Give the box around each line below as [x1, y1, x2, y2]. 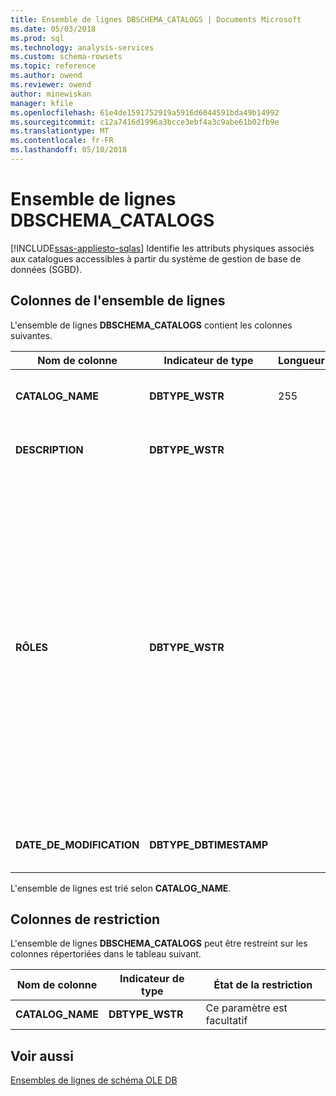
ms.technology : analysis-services [10, 42, 155, 53]
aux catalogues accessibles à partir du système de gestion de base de [10, 252, 302, 265]
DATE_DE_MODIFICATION [15, 837, 140, 851]
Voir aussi [10, 1047, 74, 1065]
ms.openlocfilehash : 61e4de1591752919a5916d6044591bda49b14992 [10, 107, 280, 118]
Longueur [278, 353, 325, 367]
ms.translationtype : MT [10, 126, 110, 136]
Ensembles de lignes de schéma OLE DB [10, 1074, 178, 1086]
